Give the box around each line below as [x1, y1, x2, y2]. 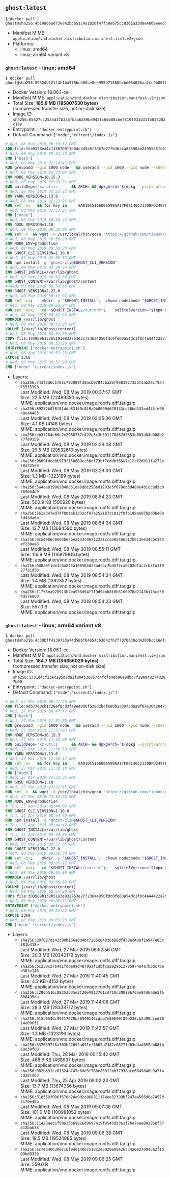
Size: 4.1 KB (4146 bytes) [20, 421, 72, 427]
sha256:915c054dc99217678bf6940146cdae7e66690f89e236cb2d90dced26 [20, 1016, 164, 1021]
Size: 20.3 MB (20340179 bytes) [20, 952, 88, 959]
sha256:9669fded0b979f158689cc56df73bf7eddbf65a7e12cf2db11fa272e [20, 459, 164, 464]
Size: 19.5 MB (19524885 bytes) [20, 1135, 87, 1141]
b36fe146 [20, 968, 39, 974]
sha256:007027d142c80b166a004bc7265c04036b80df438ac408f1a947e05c [20, 938, 164, 943]
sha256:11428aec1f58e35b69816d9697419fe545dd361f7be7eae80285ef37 [20, 1121, 164, 1126]
